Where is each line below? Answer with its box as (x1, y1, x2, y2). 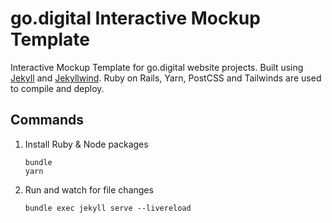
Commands (10, 112, 85, 129)
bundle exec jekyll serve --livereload (24, 203, 192, 213)
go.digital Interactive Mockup (10, 7, 261, 30)
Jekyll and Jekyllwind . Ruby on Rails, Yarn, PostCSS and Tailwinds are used (10, 72, 322, 84)
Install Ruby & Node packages (24, 138, 149, 150)
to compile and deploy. (10, 82, 105, 94)
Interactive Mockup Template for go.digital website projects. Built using (10, 61, 304, 73)
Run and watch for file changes (24, 183, 154, 196)
